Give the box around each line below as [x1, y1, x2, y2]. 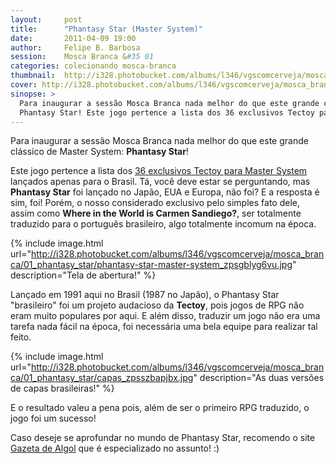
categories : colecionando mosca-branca [10, 61, 177, 71]
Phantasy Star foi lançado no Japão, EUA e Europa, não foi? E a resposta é [10, 186, 320, 198]
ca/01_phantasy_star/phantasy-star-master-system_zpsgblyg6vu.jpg [10, 259, 293, 271]
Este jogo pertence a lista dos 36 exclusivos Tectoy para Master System [10, 165, 308, 177]
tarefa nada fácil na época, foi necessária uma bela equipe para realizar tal [10, 321, 318, 333]
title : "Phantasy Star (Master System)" [10, 24, 203, 34]
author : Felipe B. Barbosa [10, 42, 141, 53]
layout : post [10, 14, 83, 25]
